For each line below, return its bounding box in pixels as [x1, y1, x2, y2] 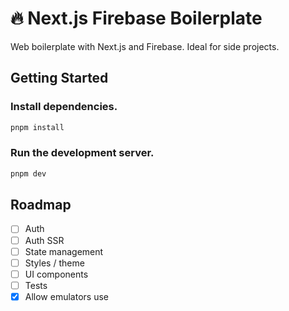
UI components [24, 268, 89, 280]
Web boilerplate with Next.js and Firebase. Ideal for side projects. [10, 40, 280, 52]
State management [24, 245, 104, 257]
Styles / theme [24, 257, 85, 269]
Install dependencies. [10, 100, 118, 114]
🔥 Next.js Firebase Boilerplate [10, 7, 263, 30]
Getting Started [10, 70, 109, 87]
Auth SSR [24, 234, 65, 246]
